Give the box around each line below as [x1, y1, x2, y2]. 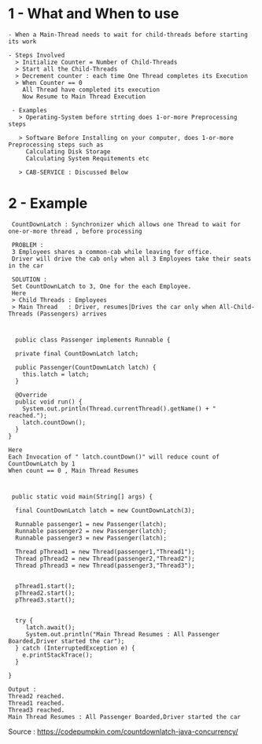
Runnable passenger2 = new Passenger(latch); [15, 528, 168, 536]
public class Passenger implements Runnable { [15, 336, 171, 344]
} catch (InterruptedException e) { [15, 644, 135, 653]
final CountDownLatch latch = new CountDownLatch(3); [15, 506, 195, 515]
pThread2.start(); [15, 589, 76, 598]
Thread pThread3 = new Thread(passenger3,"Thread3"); [15, 562, 195, 570]
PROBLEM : [11, 241, 44, 249]
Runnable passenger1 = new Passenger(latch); [15, 521, 168, 529]
